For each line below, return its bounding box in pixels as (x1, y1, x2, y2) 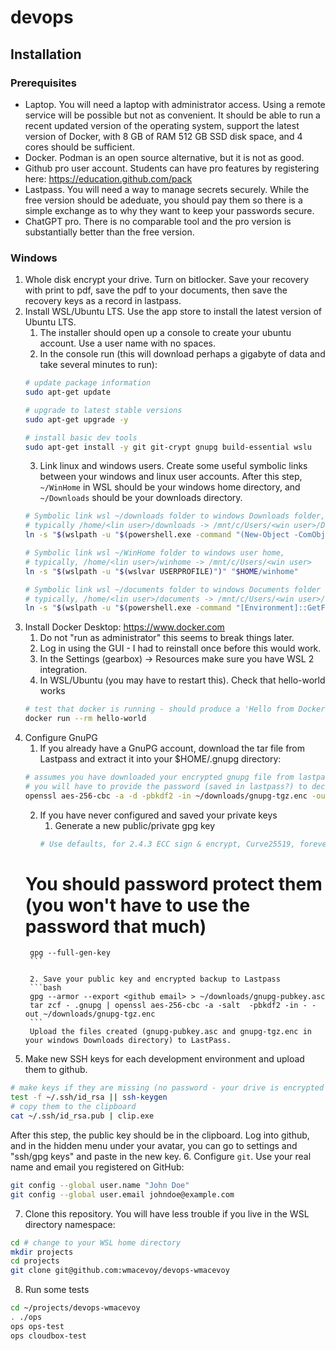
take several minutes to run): (39, 359, 158, 371)
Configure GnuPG (24, 732, 98, 744)
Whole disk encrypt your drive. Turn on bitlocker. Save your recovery (24, 274, 310, 286)
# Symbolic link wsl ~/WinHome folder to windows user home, (24, 548, 286, 558)
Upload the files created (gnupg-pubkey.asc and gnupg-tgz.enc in (29, 1027, 312, 1037)
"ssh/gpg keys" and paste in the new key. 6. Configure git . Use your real (10, 1150, 312, 1162)
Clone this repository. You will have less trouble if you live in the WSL (24, 1207, 310, 1220)
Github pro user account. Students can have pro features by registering (24, 162, 320, 174)
